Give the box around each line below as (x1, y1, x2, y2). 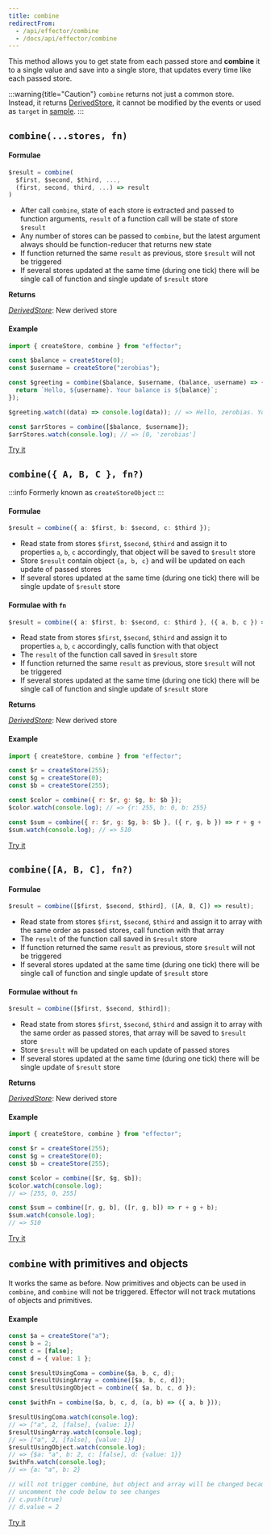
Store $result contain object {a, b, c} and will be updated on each (19, 556, 246, 566)
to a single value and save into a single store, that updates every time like (8, 65, 252, 75)
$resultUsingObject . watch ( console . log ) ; (8, 1443, 147, 1451)
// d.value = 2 (8, 1503, 60, 1511)
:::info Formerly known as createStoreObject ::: (8, 488, 165, 498)
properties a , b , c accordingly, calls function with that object (19, 641, 219, 651)
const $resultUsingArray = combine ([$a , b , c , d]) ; (8, 1377, 186, 1385)
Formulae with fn (8, 599, 67, 610)
